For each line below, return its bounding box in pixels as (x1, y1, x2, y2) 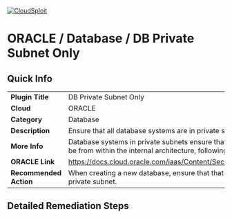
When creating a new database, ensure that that (68, 168, 224, 177)
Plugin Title (10, 92, 50, 101)
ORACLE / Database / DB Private (7, 31, 195, 46)
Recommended (10, 168, 62, 177)
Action (10, 177, 33, 186)
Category (10, 115, 43, 124)
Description (10, 126, 50, 135)
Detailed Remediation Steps (7, 200, 129, 212)
